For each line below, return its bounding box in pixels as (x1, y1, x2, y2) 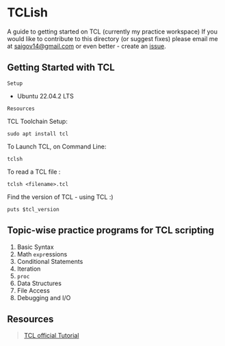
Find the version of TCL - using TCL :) (7, 193, 114, 201)
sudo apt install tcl (7, 130, 69, 137)
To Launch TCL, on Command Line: (7, 142, 107, 150)
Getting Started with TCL (7, 62, 115, 73)
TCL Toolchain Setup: (7, 117, 68, 125)
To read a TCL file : (7, 168, 61, 176)
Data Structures (16, 279, 62, 287)
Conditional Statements (16, 257, 83, 265)
